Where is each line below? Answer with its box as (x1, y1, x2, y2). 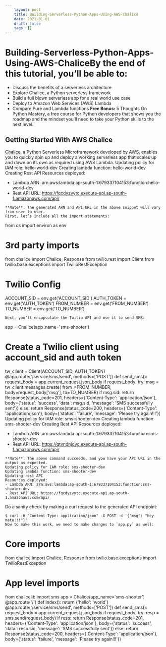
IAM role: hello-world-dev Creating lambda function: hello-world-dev (5, 165, 146, 171)
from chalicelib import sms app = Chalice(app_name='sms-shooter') (5, 593, 145, 600)
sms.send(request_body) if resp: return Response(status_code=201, (5, 615, 144, 621)
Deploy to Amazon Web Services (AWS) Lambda (12, 100, 111, 107)
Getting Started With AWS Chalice (5, 136, 113, 144)
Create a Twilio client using (5, 341, 119, 353)
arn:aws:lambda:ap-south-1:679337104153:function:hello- (41, 179, 160, 185)
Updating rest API (5, 473, 43, 478)
